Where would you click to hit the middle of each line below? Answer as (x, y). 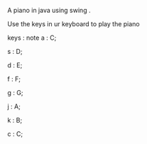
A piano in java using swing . (49, 10)
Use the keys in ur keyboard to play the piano (73, 24)
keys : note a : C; (32, 38)
